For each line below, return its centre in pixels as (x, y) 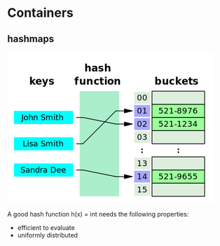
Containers (40, 13)
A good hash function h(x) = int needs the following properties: (98, 214)
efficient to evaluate (46, 228)
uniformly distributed (48, 235)
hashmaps (31, 39)
